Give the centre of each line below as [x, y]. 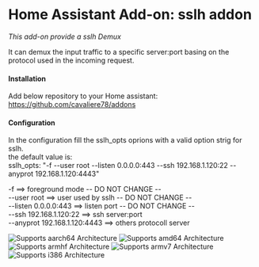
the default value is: [40, 157]
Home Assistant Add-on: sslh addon [130, 15]
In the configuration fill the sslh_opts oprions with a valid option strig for [125, 140]
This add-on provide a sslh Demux [65, 36]
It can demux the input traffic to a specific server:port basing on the [119, 51]
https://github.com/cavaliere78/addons [72, 105]
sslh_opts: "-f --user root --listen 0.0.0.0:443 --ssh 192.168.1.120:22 [118, 166]
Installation [27, 78]
